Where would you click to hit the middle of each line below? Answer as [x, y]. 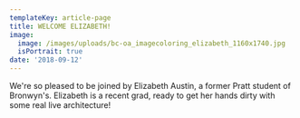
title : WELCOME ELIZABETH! [60, 26]
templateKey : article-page [60, 18]
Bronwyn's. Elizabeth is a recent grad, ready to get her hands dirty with [142, 95]
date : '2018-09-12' [46, 60]
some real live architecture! [60, 105]
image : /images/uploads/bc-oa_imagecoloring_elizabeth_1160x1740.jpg [151, 43]
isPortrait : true [50, 52]
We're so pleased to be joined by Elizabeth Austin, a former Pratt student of [150, 86]
